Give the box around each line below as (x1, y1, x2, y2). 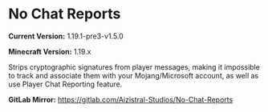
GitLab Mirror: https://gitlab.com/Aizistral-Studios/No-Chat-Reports (8, 94, 233, 104)
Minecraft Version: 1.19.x (8, 46, 91, 56)
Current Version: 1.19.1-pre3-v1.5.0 (8, 31, 124, 41)
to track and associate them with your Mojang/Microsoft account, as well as (8, 70, 259, 80)
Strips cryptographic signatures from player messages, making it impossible (8, 62, 261, 72)
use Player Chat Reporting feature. (8, 79, 123, 89)
